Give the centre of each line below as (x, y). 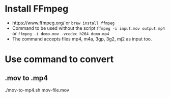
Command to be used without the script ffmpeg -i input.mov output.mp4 (89, 28)
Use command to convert (59, 59)
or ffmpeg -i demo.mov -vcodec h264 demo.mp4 (61, 33)
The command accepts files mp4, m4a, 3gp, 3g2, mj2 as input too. (82, 39)
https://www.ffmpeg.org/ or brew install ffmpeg (63, 23)
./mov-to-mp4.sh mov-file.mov (37, 90)
